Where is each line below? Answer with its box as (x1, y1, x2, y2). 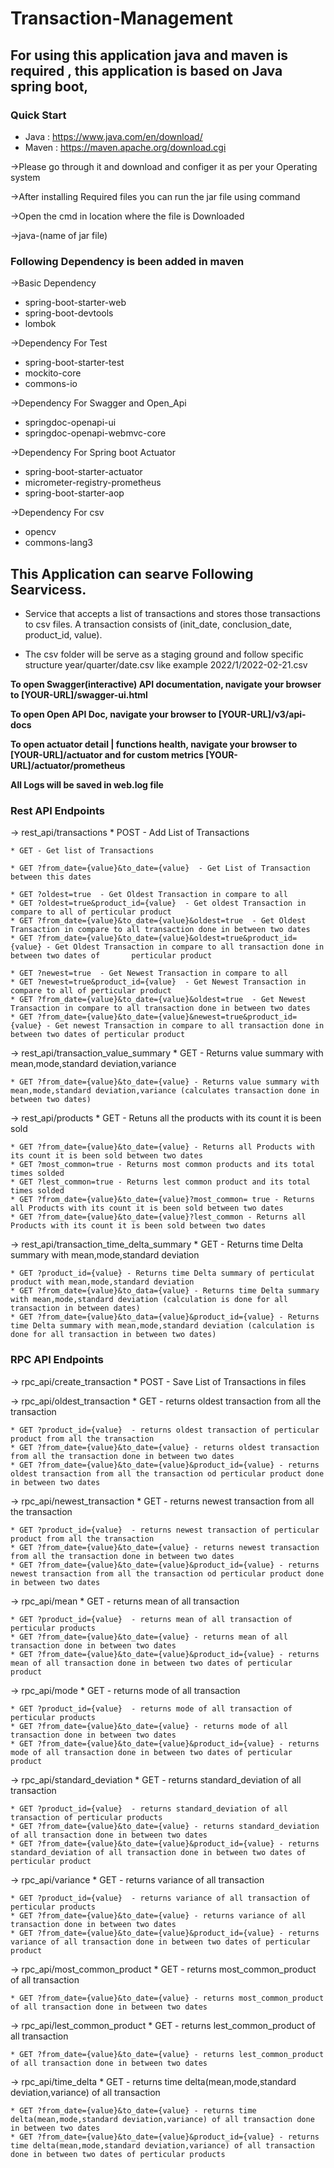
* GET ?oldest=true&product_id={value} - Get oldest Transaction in (10, 898, 307, 909)
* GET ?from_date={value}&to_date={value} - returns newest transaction (10, 1542, 320, 1552)
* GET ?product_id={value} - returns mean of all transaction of (10, 1614, 293, 1624)
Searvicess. (10, 581, 87, 598)
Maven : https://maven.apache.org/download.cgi (24, 141, 227, 153)
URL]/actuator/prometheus (10, 759, 126, 771)
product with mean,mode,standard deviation (10, 1277, 195, 1287)
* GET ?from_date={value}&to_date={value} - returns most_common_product (10, 1993, 325, 2003)
